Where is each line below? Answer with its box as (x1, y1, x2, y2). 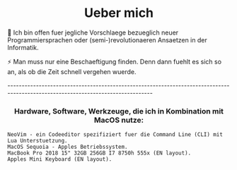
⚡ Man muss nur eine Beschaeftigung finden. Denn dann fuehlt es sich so (7, 57, 221, 66)
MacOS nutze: (93, 115, 144, 125)
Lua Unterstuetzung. (7, 138, 69, 145)
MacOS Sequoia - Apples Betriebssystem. (7, 143, 129, 151)
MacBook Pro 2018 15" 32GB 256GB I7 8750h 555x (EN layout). (7, 150, 192, 157)
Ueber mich (83, 5, 154, 21)
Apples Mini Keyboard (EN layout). (7, 156, 112, 163)
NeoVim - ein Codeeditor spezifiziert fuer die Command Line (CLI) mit (7, 131, 223, 138)
